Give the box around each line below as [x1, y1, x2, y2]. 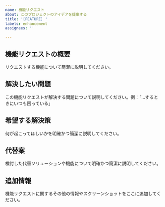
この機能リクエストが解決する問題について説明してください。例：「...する [5, 94, 154, 100]
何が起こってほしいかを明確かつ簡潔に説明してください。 [5, 130, 122, 136]
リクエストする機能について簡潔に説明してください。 [5, 64, 113, 70]
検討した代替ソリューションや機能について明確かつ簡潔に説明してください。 [5, 160, 161, 167]
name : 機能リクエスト [5, 7, 45, 12]
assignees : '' [5, 26, 35, 31]
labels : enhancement [5, 21, 48, 26]
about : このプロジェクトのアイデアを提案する [5, 12, 87, 17]
